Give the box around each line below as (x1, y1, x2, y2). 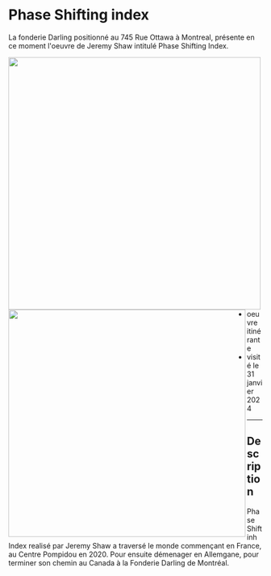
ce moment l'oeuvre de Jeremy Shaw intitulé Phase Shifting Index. (8, 40, 229, 50)
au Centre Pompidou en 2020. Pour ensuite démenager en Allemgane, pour (8, 549, 260, 559)
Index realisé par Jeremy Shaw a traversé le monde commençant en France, (8, 540, 262, 550)
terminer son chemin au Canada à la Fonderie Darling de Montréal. (8, 557, 230, 567)
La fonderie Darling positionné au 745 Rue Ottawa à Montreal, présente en (8, 32, 256, 42)
